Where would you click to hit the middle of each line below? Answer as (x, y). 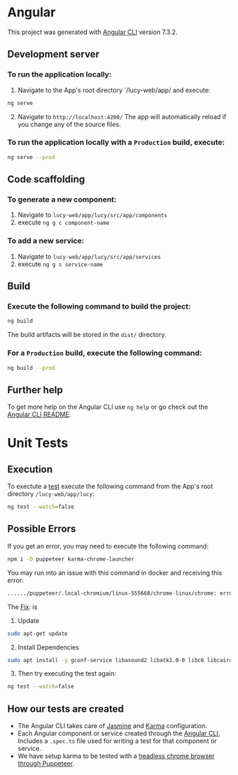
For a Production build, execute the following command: (105, 353)
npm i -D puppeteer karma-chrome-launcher (71, 559)
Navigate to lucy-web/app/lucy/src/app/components (92, 215)
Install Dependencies (48, 647)
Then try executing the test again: (67, 674)
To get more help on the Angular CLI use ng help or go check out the (108, 407)
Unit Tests (38, 443)
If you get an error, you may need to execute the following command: (108, 546)
